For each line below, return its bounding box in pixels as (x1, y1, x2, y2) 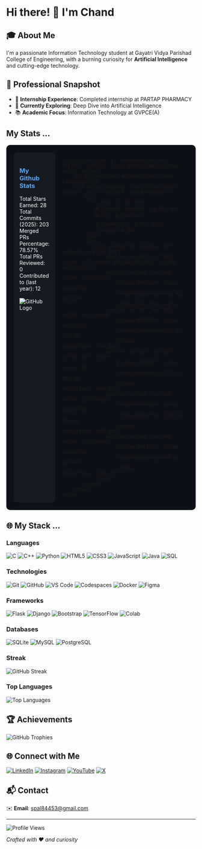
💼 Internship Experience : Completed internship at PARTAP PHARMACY (14, 95, 192, 103)
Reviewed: (19, 259, 45, 266)
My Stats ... (6, 129, 50, 139)
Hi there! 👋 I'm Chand (6, 5, 115, 19)
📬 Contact (6, 785, 49, 795)
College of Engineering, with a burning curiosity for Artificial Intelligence (6, 56, 188, 63)
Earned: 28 (19, 202, 47, 209)
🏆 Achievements (6, 714, 73, 725)
